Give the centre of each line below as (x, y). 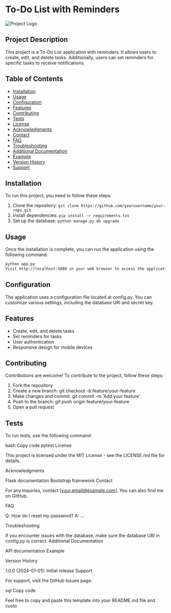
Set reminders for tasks (37, 336)
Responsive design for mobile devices (52, 347)
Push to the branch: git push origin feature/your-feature (71, 402)
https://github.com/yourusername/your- (123, 206)
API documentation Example (35, 551)
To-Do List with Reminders (63, 9)
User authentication (33, 342)
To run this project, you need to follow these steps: (59, 196)
